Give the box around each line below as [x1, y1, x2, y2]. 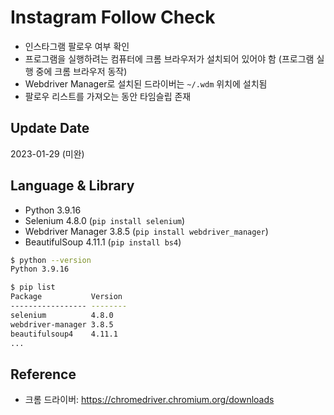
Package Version [10, 292, 123, 302]
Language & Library [10, 177, 135, 195]
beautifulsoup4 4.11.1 [10, 329, 118, 339]
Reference [10, 366, 77, 383]
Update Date [10, 120, 90, 137]
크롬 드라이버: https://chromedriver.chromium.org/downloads [24, 394, 275, 406]
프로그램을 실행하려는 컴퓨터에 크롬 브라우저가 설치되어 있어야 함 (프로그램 [24, 52, 315, 65]
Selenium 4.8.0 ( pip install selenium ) [24, 214, 186, 226]
